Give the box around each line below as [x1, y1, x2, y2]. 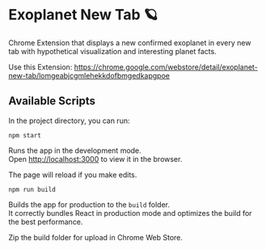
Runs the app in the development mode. [8, 146, 141, 155]
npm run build [8, 185, 57, 193]
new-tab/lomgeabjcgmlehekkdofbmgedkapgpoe [8, 70, 170, 80]
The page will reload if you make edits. [8, 170, 137, 180]
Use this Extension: [8, 61, 73, 72]
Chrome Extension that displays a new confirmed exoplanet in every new [8, 37, 251, 48]
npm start [8, 131, 42, 139]
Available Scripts [8, 94, 95, 108]
